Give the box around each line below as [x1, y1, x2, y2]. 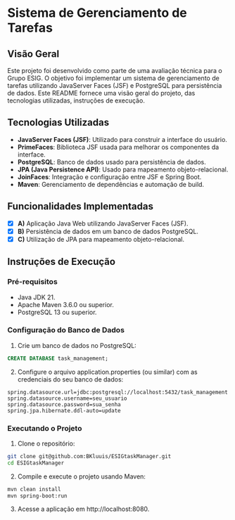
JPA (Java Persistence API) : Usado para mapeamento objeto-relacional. [17, 165, 229, 174]
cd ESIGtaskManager [7, 459, 65, 467]
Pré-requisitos [7, 277, 58, 287]
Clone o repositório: [17, 439, 75, 448]
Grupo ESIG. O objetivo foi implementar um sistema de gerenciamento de [7, 74, 220, 82]
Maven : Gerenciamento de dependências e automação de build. [17, 180, 205, 188]
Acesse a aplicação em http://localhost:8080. [17, 505, 150, 514]
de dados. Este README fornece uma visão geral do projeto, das [7, 89, 196, 97]
